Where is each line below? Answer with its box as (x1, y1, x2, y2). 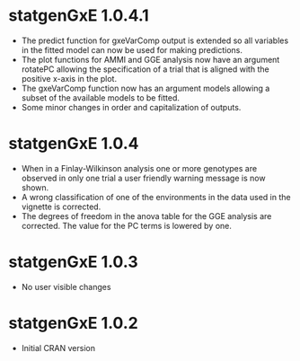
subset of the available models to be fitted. (21, 92, 181, 103)
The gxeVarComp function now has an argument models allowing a (21, 83, 270, 93)
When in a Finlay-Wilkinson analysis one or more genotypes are (21, 163, 258, 173)
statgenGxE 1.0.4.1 (8, 5, 149, 26)
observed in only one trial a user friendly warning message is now (21, 172, 266, 183)
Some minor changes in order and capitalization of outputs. (21, 101, 242, 112)
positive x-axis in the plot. (21, 73, 118, 84)
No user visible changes (21, 281, 111, 292)
